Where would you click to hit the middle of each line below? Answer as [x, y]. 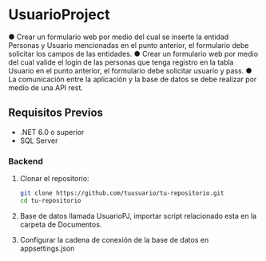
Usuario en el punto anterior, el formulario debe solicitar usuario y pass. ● [131, 70]
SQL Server [39, 140]
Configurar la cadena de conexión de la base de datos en [114, 239]
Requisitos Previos [56, 113]
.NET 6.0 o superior [52, 132]
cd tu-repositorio [50, 200]
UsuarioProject [59, 15]
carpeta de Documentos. [61, 224]
